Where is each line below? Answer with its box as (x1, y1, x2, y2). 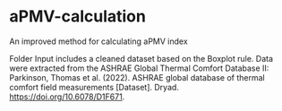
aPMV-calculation (9, 6, 146, 27)
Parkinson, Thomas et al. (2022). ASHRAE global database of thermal (9, 72, 266, 82)
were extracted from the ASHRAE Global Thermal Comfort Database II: (9, 63, 269, 73)
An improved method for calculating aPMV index (9, 36, 188, 47)
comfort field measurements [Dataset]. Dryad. (9, 81, 179, 92)
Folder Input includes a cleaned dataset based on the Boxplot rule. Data (9, 53, 274, 64)
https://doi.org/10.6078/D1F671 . (9, 91, 125, 102)
